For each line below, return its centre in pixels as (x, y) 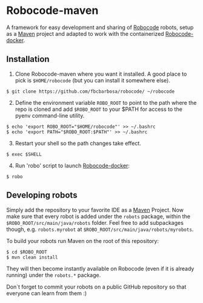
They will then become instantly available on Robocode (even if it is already (100, 268)
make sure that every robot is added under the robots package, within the (98, 216)
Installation (28, 59)
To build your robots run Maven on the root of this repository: (83, 241)
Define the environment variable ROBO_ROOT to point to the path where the (106, 102)
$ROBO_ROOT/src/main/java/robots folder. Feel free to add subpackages (95, 222)
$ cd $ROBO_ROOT (27, 252)
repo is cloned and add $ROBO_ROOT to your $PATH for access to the (99, 109)
